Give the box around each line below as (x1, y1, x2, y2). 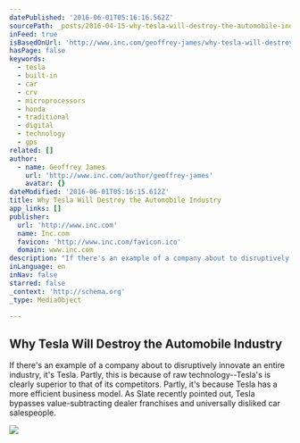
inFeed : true (9, 29, 58, 38)
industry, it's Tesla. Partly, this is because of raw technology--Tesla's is (9, 370, 271, 380)
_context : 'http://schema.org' (9, 287, 126, 296)
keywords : (9, 54, 46, 63)
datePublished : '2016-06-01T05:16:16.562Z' (9, 13, 174, 22)
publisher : (9, 212, 50, 221)
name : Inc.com (17, 229, 70, 238)
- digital (17, 121, 54, 130)
